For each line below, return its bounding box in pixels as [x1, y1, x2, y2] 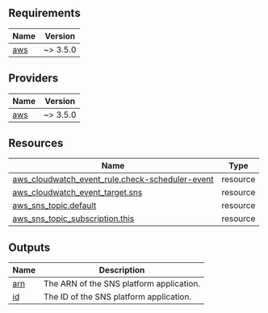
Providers [8, 72, 59, 86]
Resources [8, 136, 64, 150]
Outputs [8, 240, 51, 254]
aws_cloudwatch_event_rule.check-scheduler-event [12, 173, 214, 185]
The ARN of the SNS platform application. [43, 278, 200, 290]
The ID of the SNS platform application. [43, 291, 192, 303]
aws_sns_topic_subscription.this [12, 213, 135, 224]
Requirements [8, 6, 81, 20]
